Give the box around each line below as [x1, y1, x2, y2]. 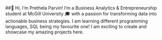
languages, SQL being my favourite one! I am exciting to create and [5, 24, 147, 29]
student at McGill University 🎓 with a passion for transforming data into [5, 11, 157, 16]
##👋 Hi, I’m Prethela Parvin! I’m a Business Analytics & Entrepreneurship [5, 5, 157, 11]
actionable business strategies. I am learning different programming [5, 18, 148, 24]
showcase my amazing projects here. [5, 29, 84, 35]
